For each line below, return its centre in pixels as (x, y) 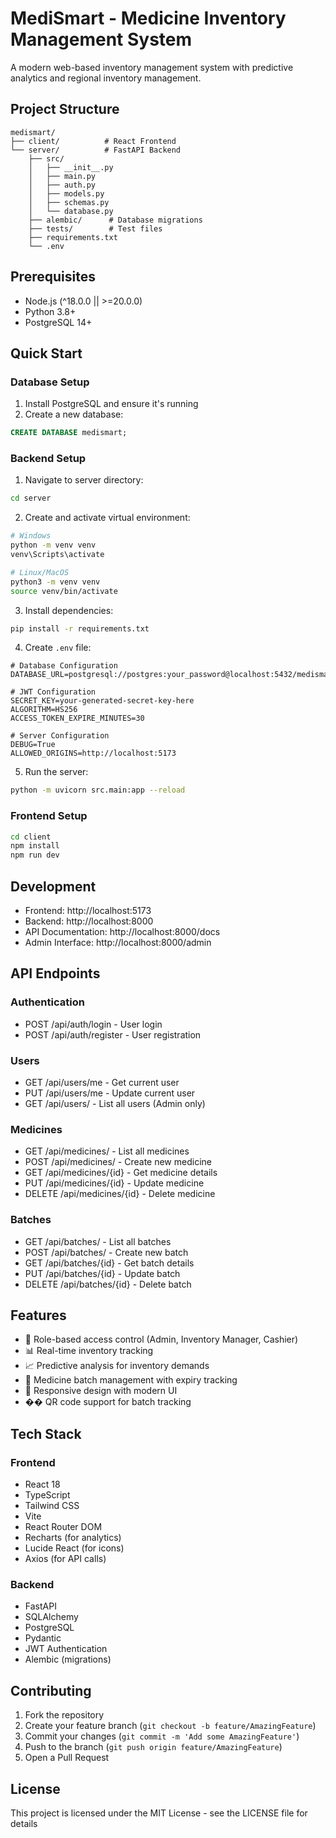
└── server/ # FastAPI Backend (96, 150)
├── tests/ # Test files (95, 228)
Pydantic (43, 1638)
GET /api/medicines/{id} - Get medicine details (121, 1173)
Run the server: (56, 772)
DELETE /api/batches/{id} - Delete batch (108, 1284)
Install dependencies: (69, 610)
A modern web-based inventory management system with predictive (152, 67)
